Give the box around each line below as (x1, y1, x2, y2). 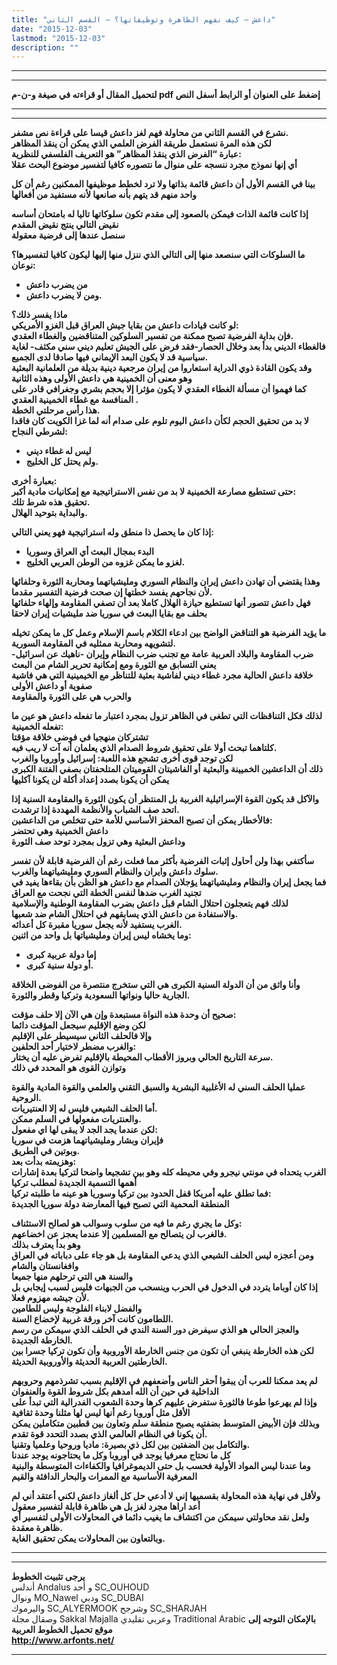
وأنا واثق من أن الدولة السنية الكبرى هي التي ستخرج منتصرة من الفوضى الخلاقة (11, 979, 301, 991)
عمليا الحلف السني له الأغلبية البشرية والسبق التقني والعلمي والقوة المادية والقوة (11, 1081, 306, 1093)
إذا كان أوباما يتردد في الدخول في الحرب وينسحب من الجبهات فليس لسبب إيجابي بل (11, 1281, 318, 1293)
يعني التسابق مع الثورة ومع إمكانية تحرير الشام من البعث (11, 659, 217, 671)
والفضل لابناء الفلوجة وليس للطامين (11, 1302, 143, 1315)
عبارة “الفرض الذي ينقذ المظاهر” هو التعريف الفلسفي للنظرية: (11, 148, 242, 160)
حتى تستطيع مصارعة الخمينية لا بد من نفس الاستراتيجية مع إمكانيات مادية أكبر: (11, 486, 297, 498)
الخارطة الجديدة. (11, 1334, 73, 1346)
